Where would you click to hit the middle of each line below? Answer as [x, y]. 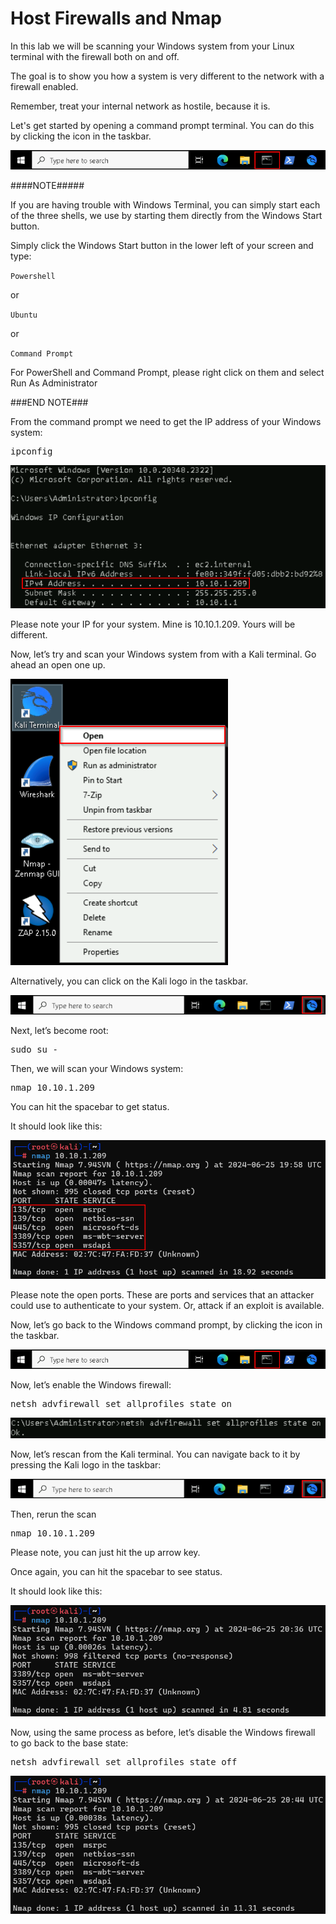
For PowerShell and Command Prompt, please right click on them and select [167, 372]
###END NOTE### [49, 402]
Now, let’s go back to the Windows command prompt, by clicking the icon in [166, 1325]
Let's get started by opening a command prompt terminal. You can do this [162, 125]
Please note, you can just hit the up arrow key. [105, 1552]
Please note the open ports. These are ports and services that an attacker [162, 1295]
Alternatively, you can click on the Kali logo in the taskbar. [129, 981]
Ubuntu [24, 315]
